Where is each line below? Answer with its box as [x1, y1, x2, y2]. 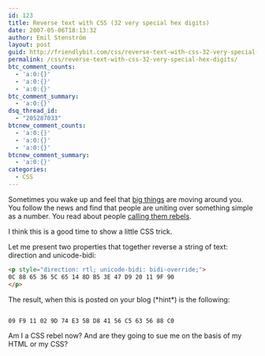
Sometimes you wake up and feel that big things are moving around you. [8, 194, 244, 204]
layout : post [8, 41, 51, 49]
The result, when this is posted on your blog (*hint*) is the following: [8, 294, 230, 304]
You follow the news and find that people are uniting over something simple [8, 203, 254, 212]
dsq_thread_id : [8, 107, 58, 115]
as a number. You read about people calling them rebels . [8, 211, 192, 221]
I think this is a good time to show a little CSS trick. [8, 227, 173, 236]
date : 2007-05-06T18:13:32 [8, 26, 97, 34]
